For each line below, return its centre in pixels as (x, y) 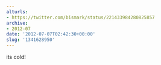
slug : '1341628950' (31, 40)
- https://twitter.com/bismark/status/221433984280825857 (80, 17)
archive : (17, 23)
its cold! (16, 57)
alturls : (17, 12)
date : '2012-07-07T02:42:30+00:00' (51, 34)
